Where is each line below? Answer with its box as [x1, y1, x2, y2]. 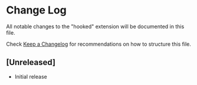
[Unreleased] [6, 57, 56, 67]
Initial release [14, 73, 47, 80]
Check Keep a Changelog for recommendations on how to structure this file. [6, 40, 192, 47]
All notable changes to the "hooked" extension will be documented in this [6, 23, 185, 30]
